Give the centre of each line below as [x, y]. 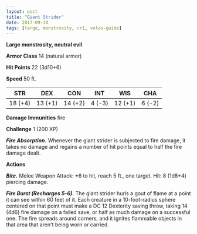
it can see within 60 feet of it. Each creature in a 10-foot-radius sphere [91, 200]
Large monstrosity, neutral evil [44, 45]
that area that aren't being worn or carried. [58, 225]
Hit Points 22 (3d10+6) [34, 68]
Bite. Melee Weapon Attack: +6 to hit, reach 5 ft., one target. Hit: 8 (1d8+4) [96, 176]
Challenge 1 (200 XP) [32, 129]
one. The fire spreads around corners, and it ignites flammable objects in [94, 219]
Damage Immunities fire [36, 118]
